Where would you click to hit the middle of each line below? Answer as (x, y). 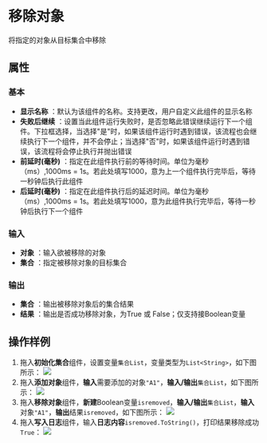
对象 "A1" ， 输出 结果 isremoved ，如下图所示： (92, 413)
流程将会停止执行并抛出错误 (86, 151)
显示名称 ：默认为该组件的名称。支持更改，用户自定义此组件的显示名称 (136, 111)
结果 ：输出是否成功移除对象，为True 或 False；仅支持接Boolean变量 (133, 314)
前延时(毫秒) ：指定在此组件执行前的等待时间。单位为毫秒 (114, 161)
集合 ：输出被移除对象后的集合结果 (77, 304)
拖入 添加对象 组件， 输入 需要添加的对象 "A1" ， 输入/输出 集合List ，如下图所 (139, 382)
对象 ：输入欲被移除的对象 (63, 252)
